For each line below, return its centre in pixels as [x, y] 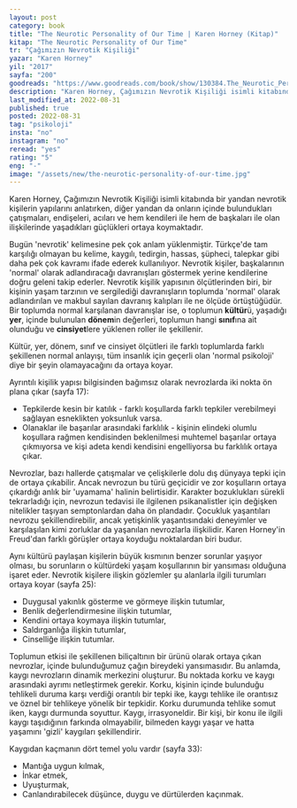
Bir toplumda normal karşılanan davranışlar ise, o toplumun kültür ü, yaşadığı [148, 310]
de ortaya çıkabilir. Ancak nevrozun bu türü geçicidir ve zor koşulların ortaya [148, 483]
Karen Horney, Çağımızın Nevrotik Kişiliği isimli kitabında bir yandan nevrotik [148, 199]
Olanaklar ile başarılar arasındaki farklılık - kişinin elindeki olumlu [139, 428]
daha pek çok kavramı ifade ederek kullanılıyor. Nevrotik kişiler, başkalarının [147, 263]
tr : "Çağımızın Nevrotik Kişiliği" [75, 50]
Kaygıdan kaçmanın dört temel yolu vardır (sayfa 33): [106, 749]
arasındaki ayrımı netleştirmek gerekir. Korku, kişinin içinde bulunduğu [137, 685]
